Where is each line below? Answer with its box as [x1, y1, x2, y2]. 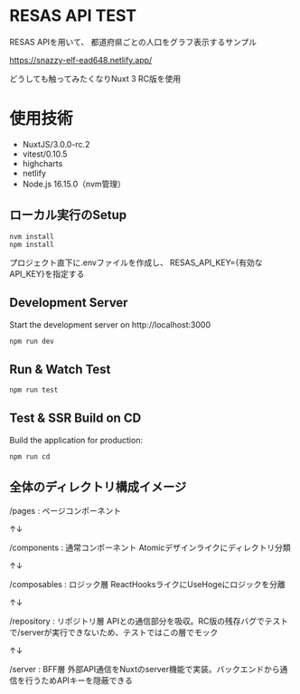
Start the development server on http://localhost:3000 [9, 318, 211, 330]
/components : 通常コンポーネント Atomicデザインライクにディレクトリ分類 [9, 542, 291, 553]
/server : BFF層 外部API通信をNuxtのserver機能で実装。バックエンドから [9, 663, 280, 674]
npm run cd [9, 452, 51, 461]
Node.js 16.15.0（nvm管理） [22, 178, 127, 189]
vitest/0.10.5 [22, 148, 68, 159]
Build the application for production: [9, 434, 143, 445]
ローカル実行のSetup [9, 207, 127, 223]
